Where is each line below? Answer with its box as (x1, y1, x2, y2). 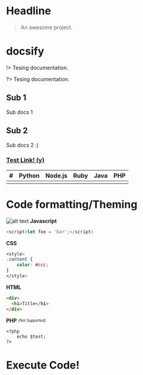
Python (18, 171, 40, 180)
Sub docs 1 (6, 108, 33, 116)
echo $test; (17, 334, 46, 339)
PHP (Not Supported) (6, 317, 46, 324)
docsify (6, 44, 44, 58)
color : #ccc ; (17, 262, 49, 268)
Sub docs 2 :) (6, 141, 39, 149)
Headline (6, 4, 51, 18)
